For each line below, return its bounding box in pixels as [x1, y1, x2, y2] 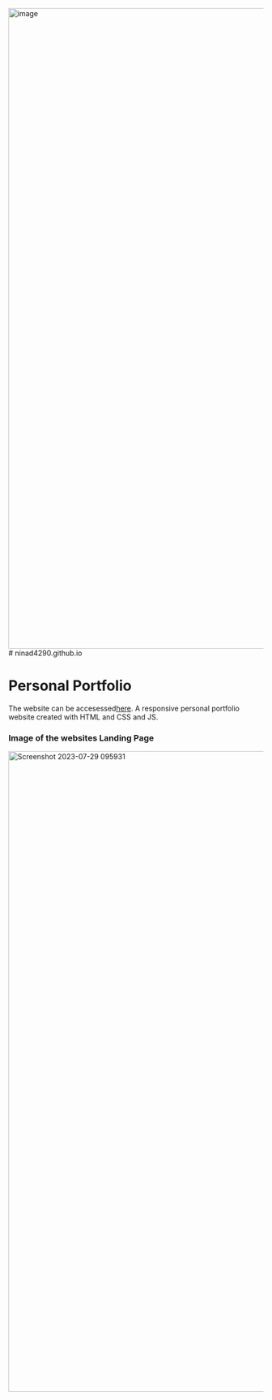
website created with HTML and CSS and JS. [8, 711, 159, 722]
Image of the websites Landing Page [8, 732, 155, 743]
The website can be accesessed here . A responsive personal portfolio [8, 703, 240, 713]
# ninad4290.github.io [8, 648, 83, 658]
